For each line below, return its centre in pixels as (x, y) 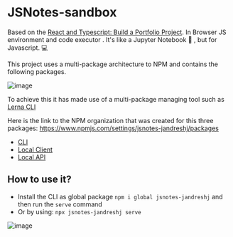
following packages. (37, 71)
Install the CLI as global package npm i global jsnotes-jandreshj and (120, 196)
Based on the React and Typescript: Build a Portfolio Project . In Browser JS (117, 32)
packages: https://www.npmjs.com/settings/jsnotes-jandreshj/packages (113, 128)
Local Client (35, 149)
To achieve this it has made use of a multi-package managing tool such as (116, 99)
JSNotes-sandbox (62, 12)
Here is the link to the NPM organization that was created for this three (110, 120)
